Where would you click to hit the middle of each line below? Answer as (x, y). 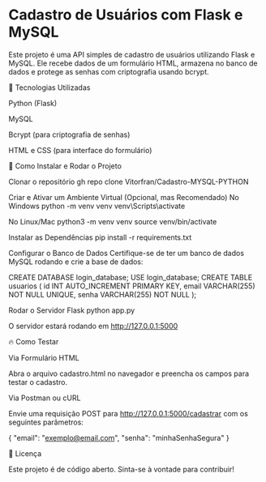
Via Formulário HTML (44, 357)
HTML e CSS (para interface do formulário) (80, 150)
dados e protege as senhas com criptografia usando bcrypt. (109, 71)
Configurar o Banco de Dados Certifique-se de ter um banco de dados (127, 253)
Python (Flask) (33, 103)
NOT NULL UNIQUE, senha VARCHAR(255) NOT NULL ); (103, 294)
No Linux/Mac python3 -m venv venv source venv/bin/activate (113, 221)
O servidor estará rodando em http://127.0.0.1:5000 (93, 326)
